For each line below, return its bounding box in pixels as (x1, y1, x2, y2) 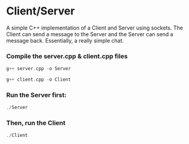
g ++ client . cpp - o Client (6, 77, 71, 83)
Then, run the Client (6, 119, 66, 127)
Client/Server (6, 4, 75, 18)
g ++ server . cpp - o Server (6, 66, 71, 72)
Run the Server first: (6, 90, 67, 99)
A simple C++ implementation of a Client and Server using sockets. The (6, 24, 183, 31)
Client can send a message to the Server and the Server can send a (6, 30, 173, 37)
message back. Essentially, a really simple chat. (6, 37, 124, 44)
